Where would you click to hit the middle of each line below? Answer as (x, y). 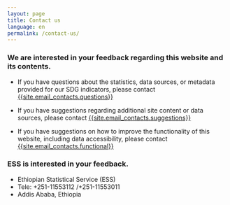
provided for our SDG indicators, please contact (86, 89)
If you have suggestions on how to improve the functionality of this (113, 131)
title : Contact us (34, 20)
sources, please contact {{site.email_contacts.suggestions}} (104, 118)
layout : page (26, 14)
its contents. (29, 66)
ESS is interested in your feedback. (68, 164)
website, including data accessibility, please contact (92, 139)
